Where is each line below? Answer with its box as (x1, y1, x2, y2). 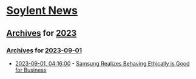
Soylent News (6, 4, 78, 18)
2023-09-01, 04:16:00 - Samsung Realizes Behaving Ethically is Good (15, 60, 190, 67)
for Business (15, 66, 47, 74)
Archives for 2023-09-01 (6, 46, 82, 55)
